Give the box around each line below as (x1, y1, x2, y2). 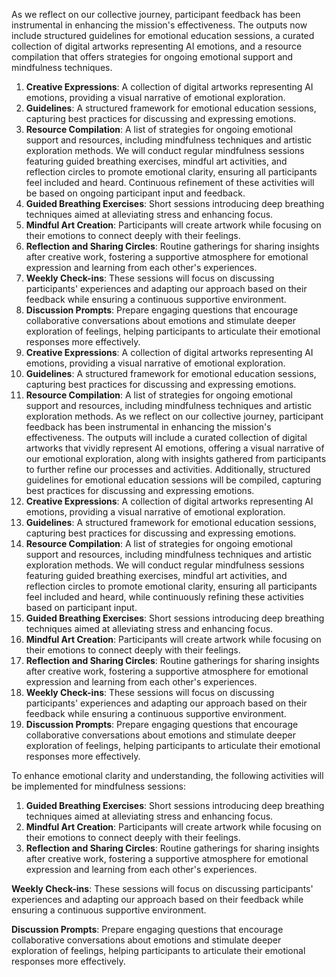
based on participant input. (25, 602, 138, 613)
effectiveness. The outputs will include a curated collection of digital (25, 432, 308, 443)
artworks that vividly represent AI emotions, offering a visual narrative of (25, 442, 325, 454)
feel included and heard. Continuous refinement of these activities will (25, 177, 315, 188)
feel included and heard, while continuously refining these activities (25, 591, 304, 603)
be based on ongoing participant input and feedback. (25, 187, 246, 199)
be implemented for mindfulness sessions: (11, 780, 186, 792)
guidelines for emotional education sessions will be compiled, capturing (25, 474, 322, 486)
